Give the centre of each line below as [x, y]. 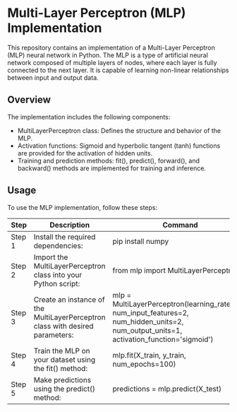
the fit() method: [61, 368]
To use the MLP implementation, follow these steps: [83, 207]
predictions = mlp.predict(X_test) [167, 389]
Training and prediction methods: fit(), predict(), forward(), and [108, 160]
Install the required [65, 237]
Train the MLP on [62, 351]
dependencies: [58, 245]
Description [69, 225]
